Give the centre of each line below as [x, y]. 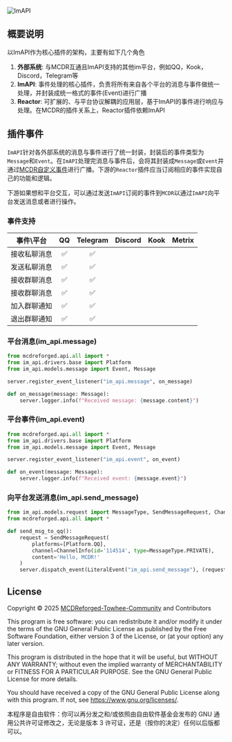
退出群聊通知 [32, 318]
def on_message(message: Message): [58, 394]
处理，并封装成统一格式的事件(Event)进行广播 [82, 93]
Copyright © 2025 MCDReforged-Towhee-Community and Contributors [109, 608]
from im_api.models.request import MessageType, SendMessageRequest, [109, 512]
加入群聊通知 [32, 306]
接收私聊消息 [32, 254]
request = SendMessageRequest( [65, 537]
